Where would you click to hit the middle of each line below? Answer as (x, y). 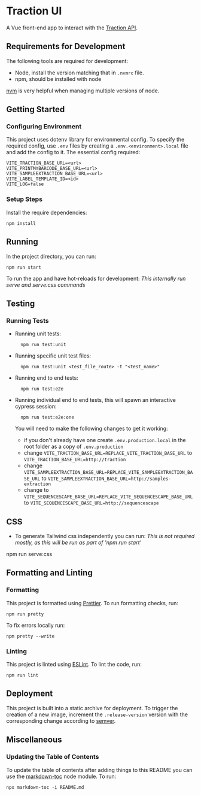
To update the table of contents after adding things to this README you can (99, 770)
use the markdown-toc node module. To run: (61, 776)
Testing (21, 303)
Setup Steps (25, 199)
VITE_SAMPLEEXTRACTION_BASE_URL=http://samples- (109, 479)
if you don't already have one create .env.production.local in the (105, 440)
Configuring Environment (44, 127)
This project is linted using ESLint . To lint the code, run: (74, 665)
